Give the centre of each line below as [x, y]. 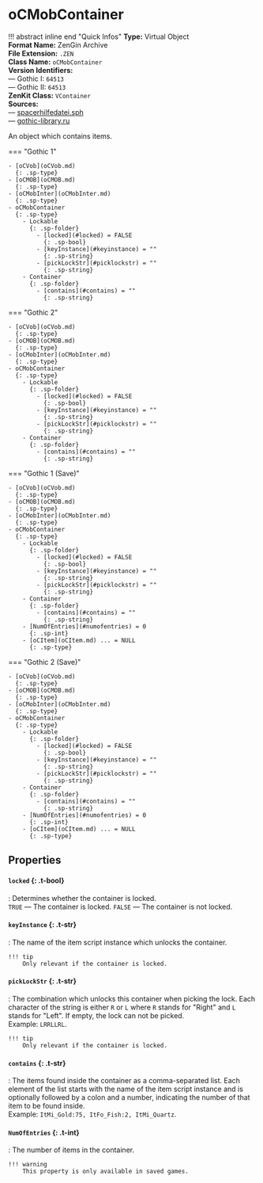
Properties [35, 860]
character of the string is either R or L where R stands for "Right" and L [122, 1007]
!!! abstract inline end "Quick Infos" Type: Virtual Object [99, 36]
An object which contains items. [60, 135]
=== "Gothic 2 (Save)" [45, 662]
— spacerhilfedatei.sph [46, 112]
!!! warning [28, 1165]
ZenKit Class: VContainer [49, 95]
